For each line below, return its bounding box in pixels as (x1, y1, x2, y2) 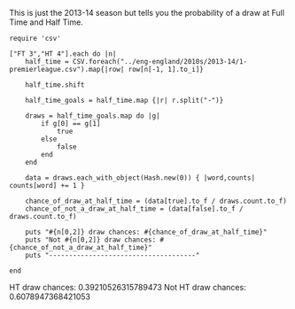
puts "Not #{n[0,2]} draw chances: (25, 236, 157, 244)
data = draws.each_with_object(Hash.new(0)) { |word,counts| (25, 174, 255, 182)
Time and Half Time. (9, 17, 84, 27)
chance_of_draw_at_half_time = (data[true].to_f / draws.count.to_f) (25, 197, 288, 205)
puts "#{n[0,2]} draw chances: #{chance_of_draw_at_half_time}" (25, 228, 268, 236)
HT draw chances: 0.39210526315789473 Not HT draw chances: (9, 282, 246, 292)
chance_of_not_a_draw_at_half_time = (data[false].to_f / (25, 205, 244, 213)
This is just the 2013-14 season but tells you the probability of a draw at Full (9, 8, 285, 18)
